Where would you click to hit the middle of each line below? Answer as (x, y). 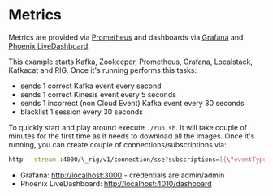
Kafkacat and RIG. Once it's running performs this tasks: (103, 70)
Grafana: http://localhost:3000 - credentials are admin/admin (122, 175)
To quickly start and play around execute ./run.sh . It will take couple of (128, 127)
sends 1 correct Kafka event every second (91, 86)
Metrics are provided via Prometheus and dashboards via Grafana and (126, 37)
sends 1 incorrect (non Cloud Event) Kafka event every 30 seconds (132, 103)
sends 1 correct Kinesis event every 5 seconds (98, 94)
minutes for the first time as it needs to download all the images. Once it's (132, 136)
